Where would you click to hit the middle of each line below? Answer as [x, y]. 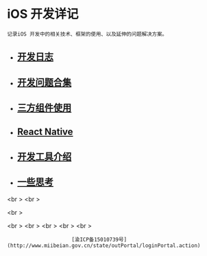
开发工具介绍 [44, 156]
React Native [45, 131]
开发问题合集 [44, 82]
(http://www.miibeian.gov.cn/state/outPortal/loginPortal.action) [104, 245]
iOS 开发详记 [43, 14]
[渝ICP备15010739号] [99, 240]
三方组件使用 [44, 108]
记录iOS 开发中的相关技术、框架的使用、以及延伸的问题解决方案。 [87, 34]
